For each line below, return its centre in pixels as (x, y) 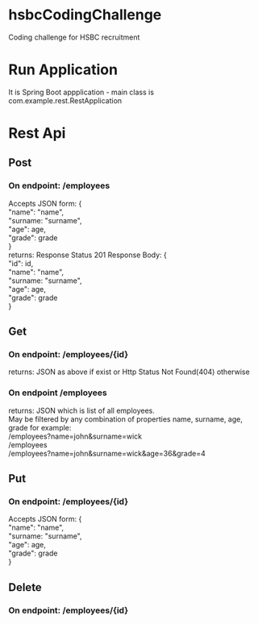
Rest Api (37, 133)
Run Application (63, 70)
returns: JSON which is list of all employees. (82, 410)
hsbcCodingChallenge (85, 15)
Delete (25, 587)
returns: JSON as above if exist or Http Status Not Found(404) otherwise (129, 372)
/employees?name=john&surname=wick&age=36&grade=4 (107, 453)
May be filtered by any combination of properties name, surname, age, (126, 419)
